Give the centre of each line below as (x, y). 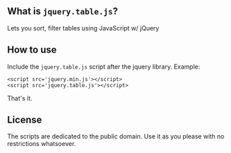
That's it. (20, 98)
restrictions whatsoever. (42, 144)
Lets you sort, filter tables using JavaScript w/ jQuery (83, 28)
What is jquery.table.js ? (63, 11)
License (25, 120)
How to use (32, 50)
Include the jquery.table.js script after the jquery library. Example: (104, 66)
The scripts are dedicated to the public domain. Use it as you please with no (116, 136)
